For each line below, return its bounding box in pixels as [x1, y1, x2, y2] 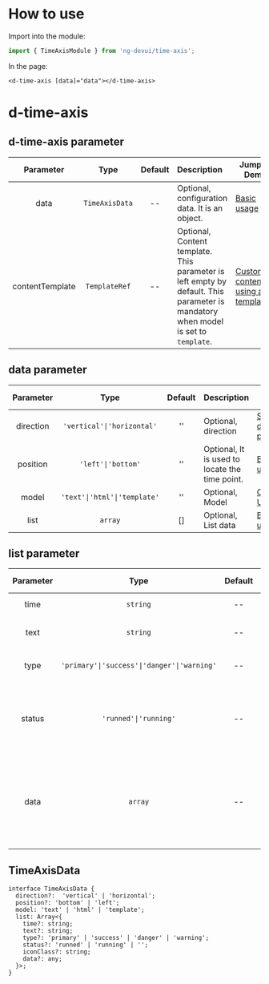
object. [177, 212, 203, 224]
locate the [203, 463, 242, 474]
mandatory [177, 305, 219, 317]
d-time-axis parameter [8, 135, 125, 149]
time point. [203, 474, 244, 485]
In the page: [8, 61, 48, 71]
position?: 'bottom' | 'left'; [15, 899, 120, 907]
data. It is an [177, 202, 223, 213]
